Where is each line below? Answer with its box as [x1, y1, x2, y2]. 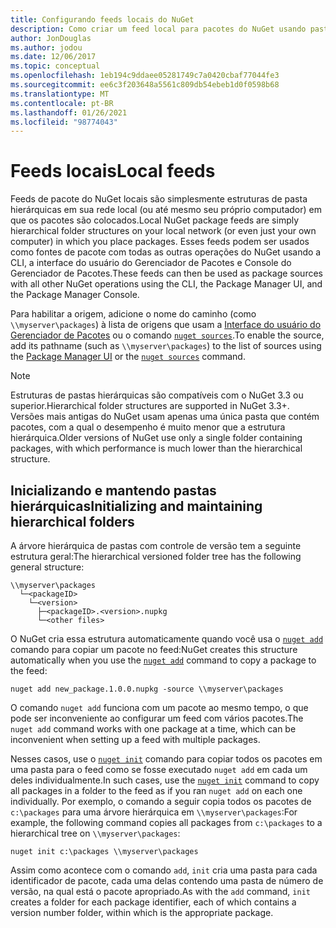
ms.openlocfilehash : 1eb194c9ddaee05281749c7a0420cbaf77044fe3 [10, 71, 280, 81]
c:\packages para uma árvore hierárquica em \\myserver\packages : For [10, 806, 298, 818]
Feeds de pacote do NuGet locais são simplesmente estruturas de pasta [10, 193, 308, 205]
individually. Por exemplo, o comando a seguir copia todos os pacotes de [10, 796, 312, 807]
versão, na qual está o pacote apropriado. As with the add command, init [10, 886, 311, 897]
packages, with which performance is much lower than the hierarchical [10, 442, 303, 455]
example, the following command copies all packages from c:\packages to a [10, 817, 323, 828]
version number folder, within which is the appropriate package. [10, 907, 274, 918]
